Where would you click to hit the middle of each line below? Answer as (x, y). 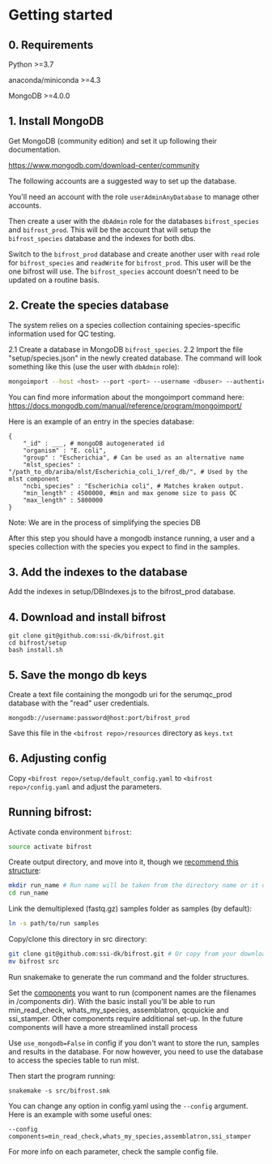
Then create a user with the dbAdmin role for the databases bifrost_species (134, 221)
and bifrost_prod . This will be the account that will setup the (110, 230)
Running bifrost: (50, 812)
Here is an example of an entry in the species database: (101, 421)
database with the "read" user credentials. (79, 703)
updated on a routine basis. (54, 280)
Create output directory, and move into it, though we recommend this (123, 862)
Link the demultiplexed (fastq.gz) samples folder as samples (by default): (130, 909)
